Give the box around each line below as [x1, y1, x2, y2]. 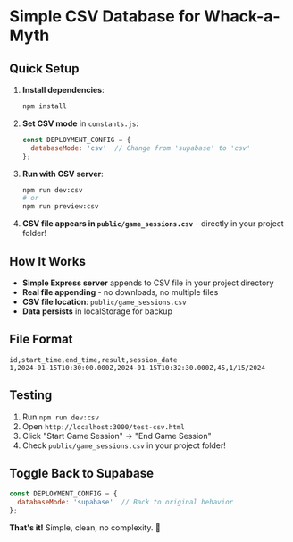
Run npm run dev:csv [21, 411, 100, 422]
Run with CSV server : [21, 168, 105, 179]
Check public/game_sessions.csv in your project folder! [21, 440, 226, 451]
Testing [9, 387, 53, 403]
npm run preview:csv [21, 202, 99, 211]
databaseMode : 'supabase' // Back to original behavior [17, 498, 234, 507]
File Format [9, 332, 73, 347]
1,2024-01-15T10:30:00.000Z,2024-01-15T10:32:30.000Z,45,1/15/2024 [9, 363, 266, 372]
